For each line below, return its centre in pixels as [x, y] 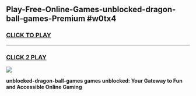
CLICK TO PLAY [29, 35]
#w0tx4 [101, 19]
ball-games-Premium [46, 19]
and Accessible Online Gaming [44, 87]
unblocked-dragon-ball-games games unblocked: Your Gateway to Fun [94, 80]
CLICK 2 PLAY [26, 57]
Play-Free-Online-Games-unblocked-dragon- [91, 10]
